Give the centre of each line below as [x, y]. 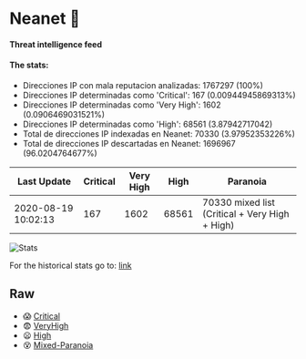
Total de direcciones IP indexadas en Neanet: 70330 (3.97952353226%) [159, 133]
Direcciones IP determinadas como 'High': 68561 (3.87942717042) [148, 124]
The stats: [29, 65]
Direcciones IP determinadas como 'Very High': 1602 [122, 105]
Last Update [44, 181]
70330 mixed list [239, 202]
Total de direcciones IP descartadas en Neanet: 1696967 [129, 143]
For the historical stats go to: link [71, 265]
